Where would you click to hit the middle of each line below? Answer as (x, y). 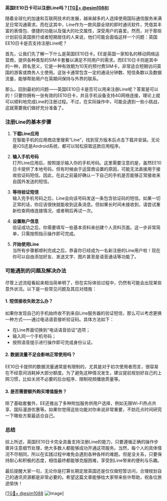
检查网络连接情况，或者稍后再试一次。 (56, 211)
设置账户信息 (25, 221)
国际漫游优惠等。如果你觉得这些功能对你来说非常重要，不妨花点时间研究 (88, 410)
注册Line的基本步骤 (28, 122)
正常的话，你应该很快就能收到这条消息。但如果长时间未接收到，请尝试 (84, 205)
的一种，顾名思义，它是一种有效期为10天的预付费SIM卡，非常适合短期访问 (81, 66)
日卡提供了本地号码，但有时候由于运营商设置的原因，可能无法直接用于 (84, 169)
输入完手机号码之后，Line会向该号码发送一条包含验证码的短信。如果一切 (86, 198)
